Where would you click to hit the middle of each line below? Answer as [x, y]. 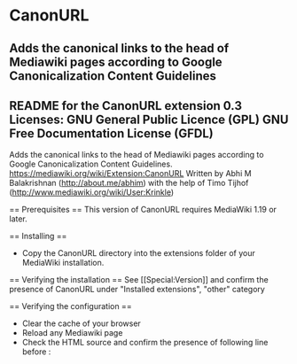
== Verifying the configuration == [70, 306]
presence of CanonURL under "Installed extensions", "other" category [137, 290]
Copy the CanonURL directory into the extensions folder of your [138, 253]
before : [36, 352]
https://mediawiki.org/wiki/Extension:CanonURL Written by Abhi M [130, 174]
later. [19, 219]
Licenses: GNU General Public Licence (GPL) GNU [149, 119]
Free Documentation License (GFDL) [112, 133]
